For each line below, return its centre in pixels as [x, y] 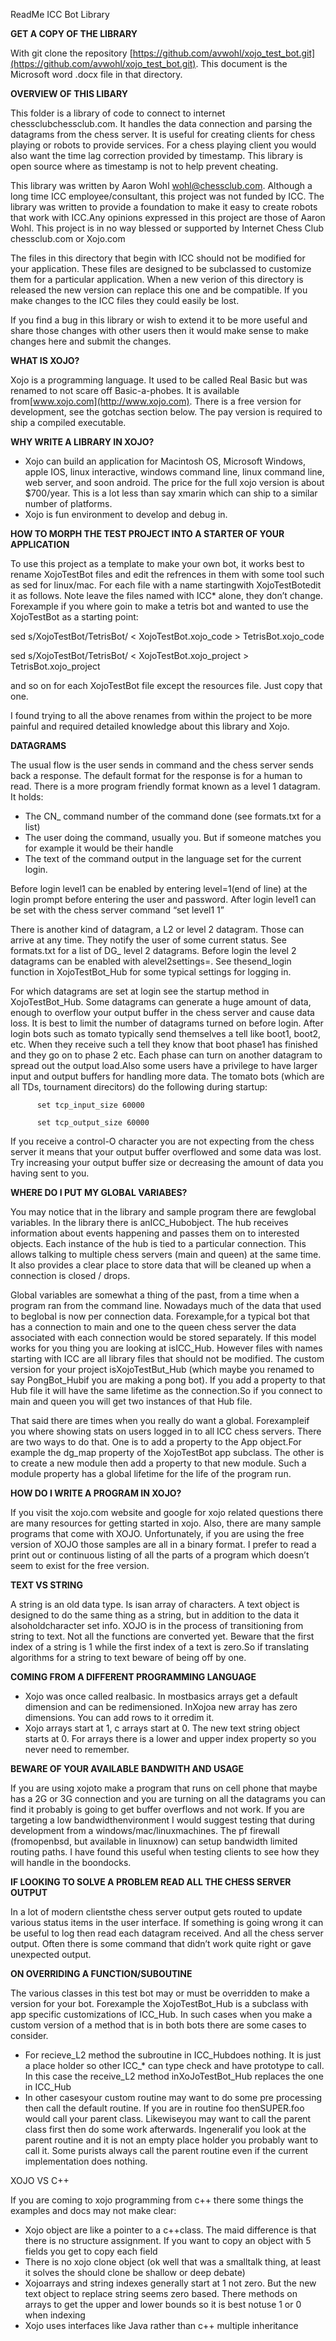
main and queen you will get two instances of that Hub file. [131, 1401]
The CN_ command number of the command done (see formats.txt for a [173, 816]
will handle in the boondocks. [71, 1862]
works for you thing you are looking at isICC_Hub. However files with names [166, 1348]
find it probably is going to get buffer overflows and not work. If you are [157, 1809]
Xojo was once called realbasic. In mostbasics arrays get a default [161, 1696]
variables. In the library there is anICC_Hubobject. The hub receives [149, 1222]
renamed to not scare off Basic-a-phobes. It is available [125, 390]
